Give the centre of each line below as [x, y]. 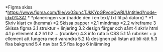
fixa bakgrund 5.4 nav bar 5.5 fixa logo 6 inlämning [58, 44]
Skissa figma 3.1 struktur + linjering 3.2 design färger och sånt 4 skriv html [82, 28]
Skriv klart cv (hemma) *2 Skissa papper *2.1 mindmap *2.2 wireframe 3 [81, 23]
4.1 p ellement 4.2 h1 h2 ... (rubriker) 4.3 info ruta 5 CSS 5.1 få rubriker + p [81, 33]
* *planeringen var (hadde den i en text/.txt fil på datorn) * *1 [91, 18]
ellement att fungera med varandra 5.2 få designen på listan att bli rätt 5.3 [81, 39]
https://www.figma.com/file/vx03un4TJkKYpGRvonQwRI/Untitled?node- [82, 12]
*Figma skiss [19, 7]
